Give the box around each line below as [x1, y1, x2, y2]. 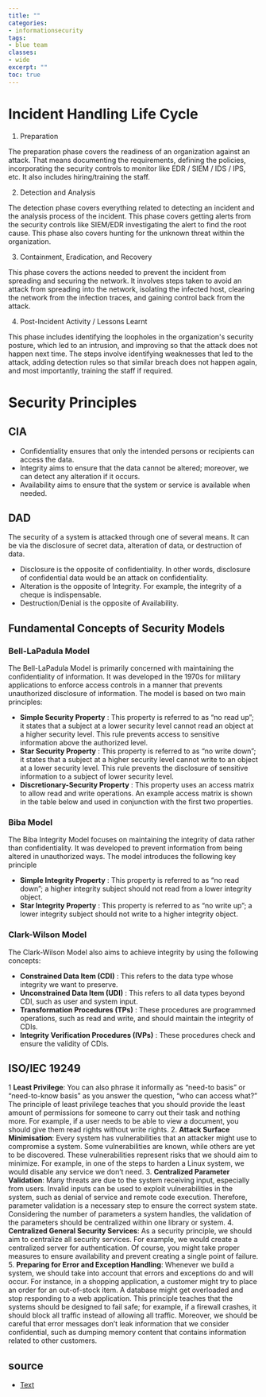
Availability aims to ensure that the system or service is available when [19, 480, 251, 490]
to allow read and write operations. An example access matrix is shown [19, 788, 253, 799]
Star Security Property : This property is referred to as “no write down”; [19, 746, 256, 756]
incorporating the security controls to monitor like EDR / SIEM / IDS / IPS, [8, 164, 246, 173]
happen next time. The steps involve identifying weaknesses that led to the [8, 349, 253, 358]
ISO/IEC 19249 [8, 1062, 81, 1075]
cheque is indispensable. [19, 590, 102, 600]
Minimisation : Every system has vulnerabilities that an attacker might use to [8, 1133, 257, 1143]
